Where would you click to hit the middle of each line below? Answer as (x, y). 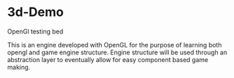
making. (19, 67)
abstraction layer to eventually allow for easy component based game (108, 59)
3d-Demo (36, 12)
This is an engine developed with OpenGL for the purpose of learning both (115, 45)
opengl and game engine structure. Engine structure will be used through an (117, 52)
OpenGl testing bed (35, 31)
